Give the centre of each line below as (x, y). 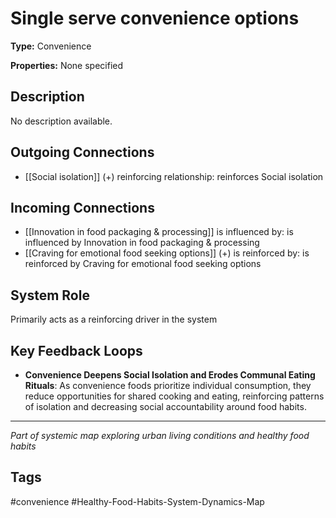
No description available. (61, 121)
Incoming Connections (82, 207)
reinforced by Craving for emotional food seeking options (143, 264)
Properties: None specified (67, 65)
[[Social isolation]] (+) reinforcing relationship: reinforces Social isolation (174, 176)
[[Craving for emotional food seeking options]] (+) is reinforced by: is (167, 253)
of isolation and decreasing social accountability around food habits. (165, 406)
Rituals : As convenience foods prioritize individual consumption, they (168, 385)
